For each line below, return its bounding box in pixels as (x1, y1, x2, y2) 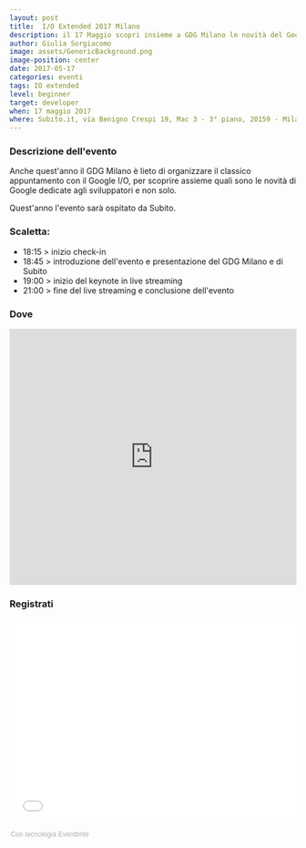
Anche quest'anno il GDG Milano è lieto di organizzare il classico (9, 166, 252, 177)
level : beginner (9, 89, 71, 98)
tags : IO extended (9, 81, 79, 90)
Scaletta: (9, 225, 51, 238)
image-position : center (9, 56, 100, 65)
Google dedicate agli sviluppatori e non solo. (9, 185, 178, 196)
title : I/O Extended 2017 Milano (9, 22, 141, 31)
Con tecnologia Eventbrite (10, 830, 89, 839)
